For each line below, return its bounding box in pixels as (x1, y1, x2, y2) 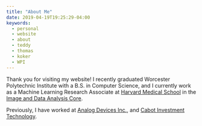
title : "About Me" (6, 8, 52, 15)
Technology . (6, 112, 37, 120)
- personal (11, 25, 39, 32)
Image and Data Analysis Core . (6, 94, 83, 102)
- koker (11, 53, 31, 59)
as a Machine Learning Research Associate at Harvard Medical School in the (6, 88, 197, 95)
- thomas (11, 48, 34, 54)
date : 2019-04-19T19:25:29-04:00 (6, 14, 90, 20)
